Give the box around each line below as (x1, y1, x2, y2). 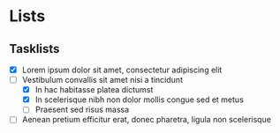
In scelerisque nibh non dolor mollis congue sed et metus (34, 94, 245, 105)
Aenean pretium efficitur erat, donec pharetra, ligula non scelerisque (21, 115, 272, 125)
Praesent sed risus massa (34, 104, 130, 115)
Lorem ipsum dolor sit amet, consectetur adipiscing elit (21, 64, 223, 75)
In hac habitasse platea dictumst (34, 85, 154, 95)
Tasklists (9, 41, 60, 56)
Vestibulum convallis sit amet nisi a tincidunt (21, 75, 184, 85)
